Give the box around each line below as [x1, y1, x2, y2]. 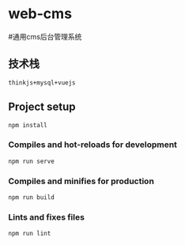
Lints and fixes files [8, 212, 85, 223]
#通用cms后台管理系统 [8, 32, 82, 41]
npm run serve [8, 157, 55, 165]
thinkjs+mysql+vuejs [8, 78, 77, 87]
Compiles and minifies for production [8, 175, 154, 187]
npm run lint [8, 230, 51, 238]
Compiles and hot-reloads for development [8, 139, 178, 150]
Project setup [8, 100, 77, 114]
